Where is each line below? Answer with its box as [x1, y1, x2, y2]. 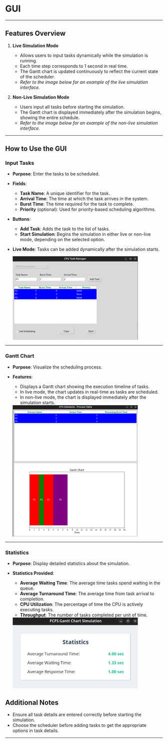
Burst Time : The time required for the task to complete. [19, 201, 134, 207]
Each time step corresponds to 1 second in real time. [19, 63, 128, 69]
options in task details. [12, 727, 59, 734]
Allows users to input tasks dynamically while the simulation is [19, 52, 148, 58]
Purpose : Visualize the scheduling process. [12, 364, 102, 370]
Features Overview [5, 29, 66, 38]
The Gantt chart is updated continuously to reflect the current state [19, 68, 158, 74]
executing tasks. [19, 607, 54, 613]
